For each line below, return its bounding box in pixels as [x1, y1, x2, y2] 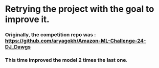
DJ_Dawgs [5, 44, 31, 50]
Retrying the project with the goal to [5, 3, 154, 15]
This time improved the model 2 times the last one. [5, 57, 128, 64]
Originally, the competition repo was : [5, 31, 96, 38]
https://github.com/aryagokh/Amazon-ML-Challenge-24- [5, 38, 146, 45]
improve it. [5, 14, 50, 25]
